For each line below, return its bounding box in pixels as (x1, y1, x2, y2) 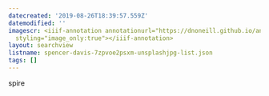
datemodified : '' (8, 19, 66, 27)
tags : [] (8, 57, 38, 65)
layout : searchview (8, 42, 74, 50)
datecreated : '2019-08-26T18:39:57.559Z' (8, 11, 149, 20)
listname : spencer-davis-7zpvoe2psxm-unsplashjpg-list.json (8, 49, 214, 57)
